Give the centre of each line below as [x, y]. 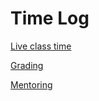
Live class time [41, 46]
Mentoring [31, 84]
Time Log [50, 18]
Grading [27, 65]
